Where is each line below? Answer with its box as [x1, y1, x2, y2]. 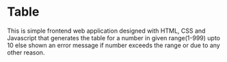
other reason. [7, 48, 45, 57]
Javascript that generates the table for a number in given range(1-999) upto [7, 33, 221, 42]
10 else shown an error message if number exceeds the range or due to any [7, 41, 220, 49]
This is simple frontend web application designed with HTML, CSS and [7, 27, 206, 35]
